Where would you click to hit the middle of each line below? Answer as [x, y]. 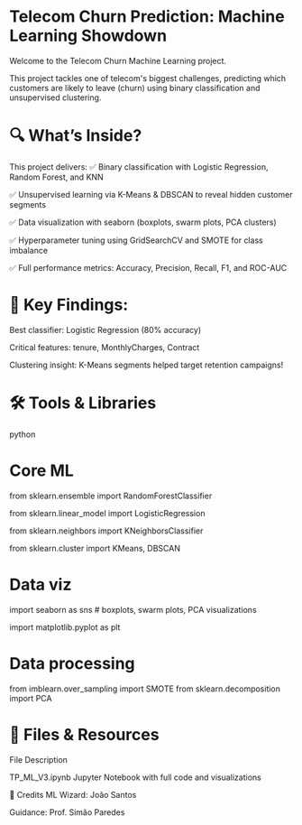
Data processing [72, 663]
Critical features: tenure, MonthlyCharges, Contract [105, 347]
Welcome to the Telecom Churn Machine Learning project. [118, 60]
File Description [38, 759]
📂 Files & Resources [84, 734]
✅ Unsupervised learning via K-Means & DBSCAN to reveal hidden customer [151, 194]
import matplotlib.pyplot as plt [65, 627]
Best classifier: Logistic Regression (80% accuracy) [105, 329]
